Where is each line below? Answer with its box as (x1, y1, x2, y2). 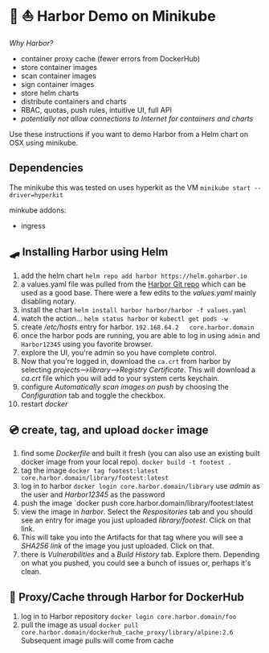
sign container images (20, 79, 95, 89)
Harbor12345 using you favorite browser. (20, 339, 153, 349)
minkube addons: (9, 205, 67, 215)
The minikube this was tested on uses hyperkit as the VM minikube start (9, 182, 251, 192)
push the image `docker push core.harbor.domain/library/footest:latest (20, 498, 254, 508)
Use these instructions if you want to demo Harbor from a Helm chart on (9, 129, 248, 138)
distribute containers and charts (20, 97, 127, 106)
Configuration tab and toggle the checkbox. (20, 391, 166, 400)
